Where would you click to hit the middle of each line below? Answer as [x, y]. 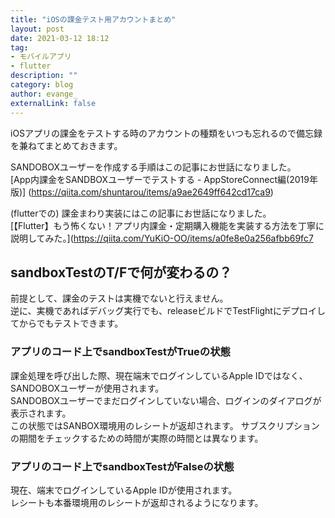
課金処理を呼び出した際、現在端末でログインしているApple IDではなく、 [159, 375]
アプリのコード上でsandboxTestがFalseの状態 [122, 466]
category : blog [42, 85]
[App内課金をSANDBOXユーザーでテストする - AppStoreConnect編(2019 [160, 179]
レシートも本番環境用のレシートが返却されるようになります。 [137, 502]
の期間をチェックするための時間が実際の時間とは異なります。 [137, 438]
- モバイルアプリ [41, 57]
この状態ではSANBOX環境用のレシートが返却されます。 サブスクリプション [165, 425]
